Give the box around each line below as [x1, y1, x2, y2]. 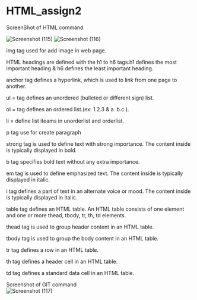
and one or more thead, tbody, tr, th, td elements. [6, 211, 126, 218]
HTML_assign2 [6, 4, 82, 18]
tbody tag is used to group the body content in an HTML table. [6, 235, 159, 242]
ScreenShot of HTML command [6, 24, 84, 31]
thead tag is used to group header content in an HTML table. [6, 223, 154, 230]
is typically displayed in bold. [6, 146, 77, 154]
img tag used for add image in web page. [6, 46, 107, 54]
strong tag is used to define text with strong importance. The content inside [6, 140, 191, 147]
